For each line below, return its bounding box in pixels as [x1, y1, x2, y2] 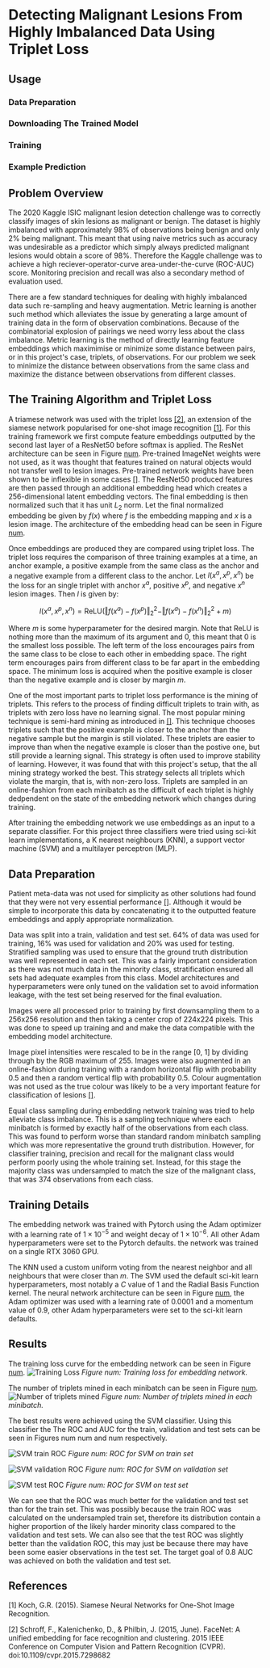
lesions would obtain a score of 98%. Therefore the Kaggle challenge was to [8, 251, 263, 260]
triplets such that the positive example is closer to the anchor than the [8, 725, 240, 735]
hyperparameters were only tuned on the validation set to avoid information [8, 982, 260, 992]
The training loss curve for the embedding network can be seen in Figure [8, 1358, 251, 1368]
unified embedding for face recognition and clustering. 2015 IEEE [8, 1633, 224, 1643]
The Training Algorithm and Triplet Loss [8, 393, 212, 406]
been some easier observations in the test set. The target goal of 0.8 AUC [8, 1547, 254, 1556]
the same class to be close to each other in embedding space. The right [8, 649, 247, 659]
